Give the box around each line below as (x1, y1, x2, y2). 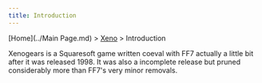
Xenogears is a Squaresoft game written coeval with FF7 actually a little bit (8, 48, 254, 58)
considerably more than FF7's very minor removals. (8, 65, 178, 75)
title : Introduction (8, 11, 77, 20)
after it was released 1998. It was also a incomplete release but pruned (8, 57, 241, 66)
